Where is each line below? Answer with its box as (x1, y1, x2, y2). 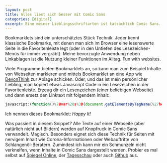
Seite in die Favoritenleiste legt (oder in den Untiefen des (5, 45, 122, 51)
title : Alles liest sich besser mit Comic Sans (5, 12, 106, 17)
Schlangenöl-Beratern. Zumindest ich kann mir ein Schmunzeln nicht (5, 142, 146, 148)
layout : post (5, 7, 32, 12)
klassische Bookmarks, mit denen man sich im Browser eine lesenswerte (5, 40, 154, 46)
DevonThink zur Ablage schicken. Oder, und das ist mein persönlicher (5, 76, 148, 82)
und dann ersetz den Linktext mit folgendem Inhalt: (5, 92, 110, 98)
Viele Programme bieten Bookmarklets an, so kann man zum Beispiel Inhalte (5, 66, 161, 72)
